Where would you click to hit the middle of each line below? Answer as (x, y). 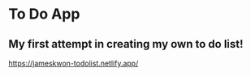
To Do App (44, 14)
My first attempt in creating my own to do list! (126, 44)
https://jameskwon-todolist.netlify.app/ (74, 63)
